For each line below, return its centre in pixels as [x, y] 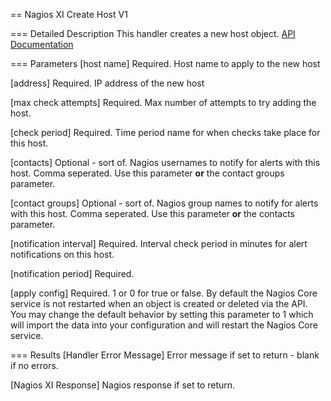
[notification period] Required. [72, 273]
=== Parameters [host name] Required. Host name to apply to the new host [165, 63]
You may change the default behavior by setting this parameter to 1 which [162, 314]
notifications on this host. [62, 254]
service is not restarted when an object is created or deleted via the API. [159, 303]
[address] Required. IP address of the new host [107, 83]
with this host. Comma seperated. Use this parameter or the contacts [152, 213]
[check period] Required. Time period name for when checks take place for [165, 132]
